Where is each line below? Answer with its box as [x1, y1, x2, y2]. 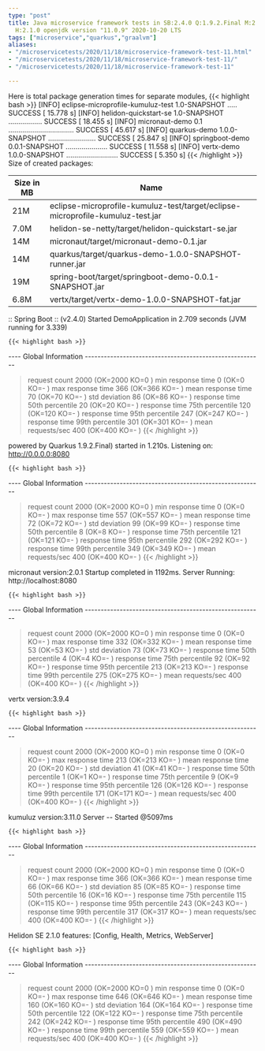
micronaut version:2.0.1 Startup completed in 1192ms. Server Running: [8, 567, 235, 576]
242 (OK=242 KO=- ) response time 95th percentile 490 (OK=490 [27, 1016, 242, 1026]
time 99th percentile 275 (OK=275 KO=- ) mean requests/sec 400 [27, 670, 242, 680]
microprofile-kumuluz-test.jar [50, 210, 162, 221]
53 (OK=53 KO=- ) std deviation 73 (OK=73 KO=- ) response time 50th [27, 645, 257, 654]
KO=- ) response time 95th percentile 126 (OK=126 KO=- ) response [27, 780, 248, 789]
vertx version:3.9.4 [8, 694, 69, 703]
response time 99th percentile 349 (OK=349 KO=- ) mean [27, 543, 217, 553]
